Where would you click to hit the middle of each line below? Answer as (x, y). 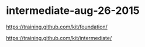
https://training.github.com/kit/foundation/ (57, 27)
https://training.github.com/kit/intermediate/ (59, 38)
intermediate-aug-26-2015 (73, 11)
